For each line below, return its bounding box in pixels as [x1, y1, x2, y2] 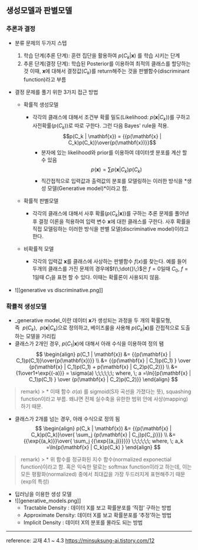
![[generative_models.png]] [14, 497, 81, 504]
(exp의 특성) [20, 477, 49, 485]
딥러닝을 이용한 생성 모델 [14, 490, 72, 497]
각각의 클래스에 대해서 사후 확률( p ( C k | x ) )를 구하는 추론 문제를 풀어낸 [32, 209, 190, 218]
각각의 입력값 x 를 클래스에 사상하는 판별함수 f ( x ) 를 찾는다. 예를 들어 [32, 258, 187, 265]
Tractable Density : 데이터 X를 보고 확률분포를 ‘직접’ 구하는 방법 [23, 504, 171, 511]
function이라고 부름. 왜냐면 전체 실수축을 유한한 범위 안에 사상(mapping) [20, 395, 189, 402]
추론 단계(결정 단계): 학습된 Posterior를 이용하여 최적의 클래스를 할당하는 [23, 60, 191, 67]
